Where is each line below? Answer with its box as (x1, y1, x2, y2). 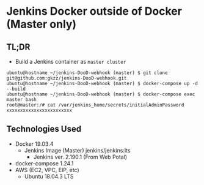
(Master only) (6, 17, 77, 31)
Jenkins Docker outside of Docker (6, 4, 182, 18)
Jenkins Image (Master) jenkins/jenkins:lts (24, 146, 131, 154)
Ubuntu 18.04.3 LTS (24, 173, 74, 180)
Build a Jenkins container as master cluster (15, 58, 126, 65)
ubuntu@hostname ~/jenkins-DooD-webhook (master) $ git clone (6, 70, 168, 76)
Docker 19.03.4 (15, 140, 54, 148)
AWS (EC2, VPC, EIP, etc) (15, 166, 79, 173)
